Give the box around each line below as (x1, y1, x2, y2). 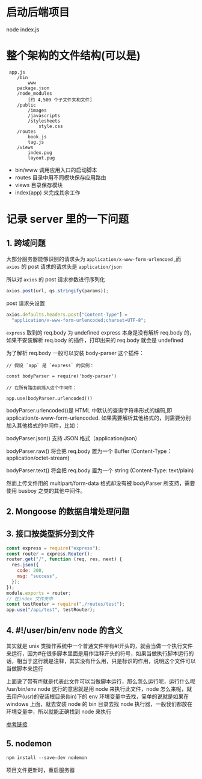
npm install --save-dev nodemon (6, 754, 87, 761)
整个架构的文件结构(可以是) (6, 49, 141, 63)
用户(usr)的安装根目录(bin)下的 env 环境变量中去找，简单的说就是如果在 (11, 693, 189, 700)
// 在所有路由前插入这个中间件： (6, 385, 77, 391)
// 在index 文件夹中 (6, 595, 53, 601)
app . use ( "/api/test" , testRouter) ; (6, 607, 96, 613)
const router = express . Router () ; (6, 551, 93, 557)
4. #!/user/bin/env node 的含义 (6, 625, 123, 635)
